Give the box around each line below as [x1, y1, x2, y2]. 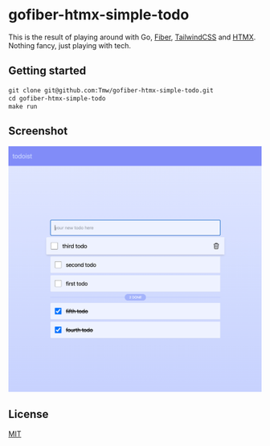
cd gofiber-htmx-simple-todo [8, 94, 106, 102]
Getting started [8, 64, 87, 78]
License [8, 407, 49, 421]
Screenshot [8, 125, 68, 138]
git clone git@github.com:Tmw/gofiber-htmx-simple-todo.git [8, 86, 215, 94]
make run [8, 102, 38, 110]
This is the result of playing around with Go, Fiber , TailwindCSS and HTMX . [8, 32, 256, 42]
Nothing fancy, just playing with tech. [8, 40, 131, 50]
